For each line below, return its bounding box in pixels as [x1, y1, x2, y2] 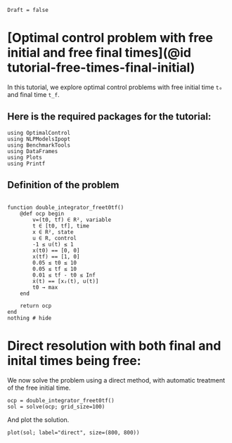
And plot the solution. [7, 415, 70, 424]
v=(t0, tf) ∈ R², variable [32, 216, 112, 223]
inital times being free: [7, 352, 142, 369]
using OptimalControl [7, 129, 71, 136]
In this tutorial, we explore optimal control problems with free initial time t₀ [7, 83, 223, 91]
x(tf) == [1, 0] [32, 253, 80, 260]
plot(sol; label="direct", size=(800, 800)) [7, 429, 140, 436]
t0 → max [32, 284, 58, 291]
